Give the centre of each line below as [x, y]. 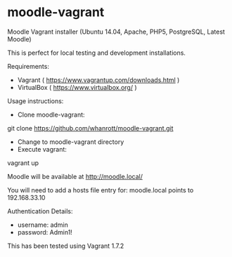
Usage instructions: [36, 101]
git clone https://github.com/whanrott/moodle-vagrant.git [90, 128]
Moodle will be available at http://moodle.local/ [75, 176]
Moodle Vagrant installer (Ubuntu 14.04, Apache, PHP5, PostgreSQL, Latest [116, 32]
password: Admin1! [45, 232]
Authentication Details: [40, 211]
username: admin [43, 225]
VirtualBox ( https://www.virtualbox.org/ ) [77, 87]
